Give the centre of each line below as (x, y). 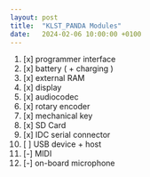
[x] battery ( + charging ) (68, 68)
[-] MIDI (37, 154)
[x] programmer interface (69, 60)
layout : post (34, 17)
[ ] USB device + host (62, 144)
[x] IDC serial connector (67, 135)
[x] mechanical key (58, 116)
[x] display (42, 88)
